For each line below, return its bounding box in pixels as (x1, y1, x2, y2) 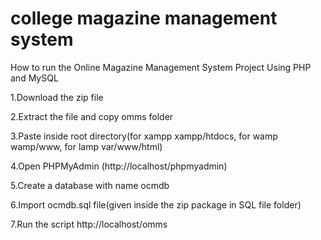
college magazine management (10, 7, 278, 30)
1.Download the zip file (10, 91, 104, 103)
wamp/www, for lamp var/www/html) (10, 140, 163, 152)
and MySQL (10, 72, 59, 84)
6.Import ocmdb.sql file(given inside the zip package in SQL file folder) (10, 198, 302, 211)
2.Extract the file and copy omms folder (10, 110, 174, 122)
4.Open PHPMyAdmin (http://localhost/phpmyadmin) (10, 160, 228, 172)
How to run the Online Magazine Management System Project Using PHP (10, 61, 312, 73)
